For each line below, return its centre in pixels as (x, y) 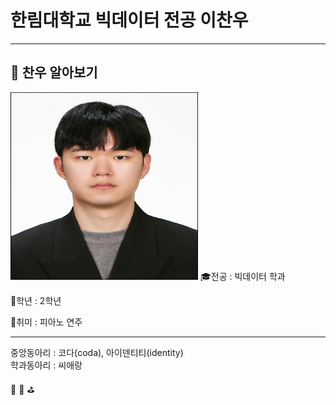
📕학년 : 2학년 (36, 300)
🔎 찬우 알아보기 (54, 72)
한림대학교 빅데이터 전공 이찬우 (129, 20)
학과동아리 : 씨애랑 (46, 365)
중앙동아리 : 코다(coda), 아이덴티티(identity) (97, 352)
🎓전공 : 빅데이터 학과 (242, 276)
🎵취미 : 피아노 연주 (46, 322)
